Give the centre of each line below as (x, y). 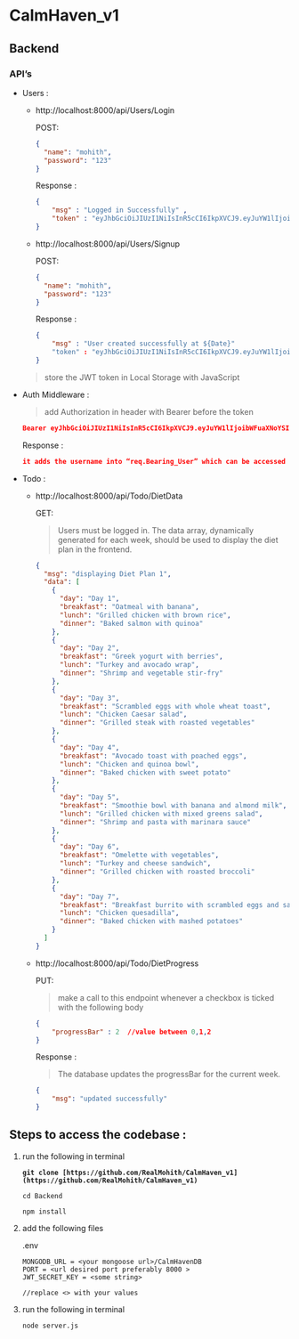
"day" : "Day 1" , (89, 599)
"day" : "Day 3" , (89, 698)
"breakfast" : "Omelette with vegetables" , (139, 856)
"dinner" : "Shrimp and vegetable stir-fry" (141, 673)
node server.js (50, 1326)
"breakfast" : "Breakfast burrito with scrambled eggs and (169, 905)
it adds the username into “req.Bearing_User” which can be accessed (154, 461)
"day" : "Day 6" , (89, 847)
